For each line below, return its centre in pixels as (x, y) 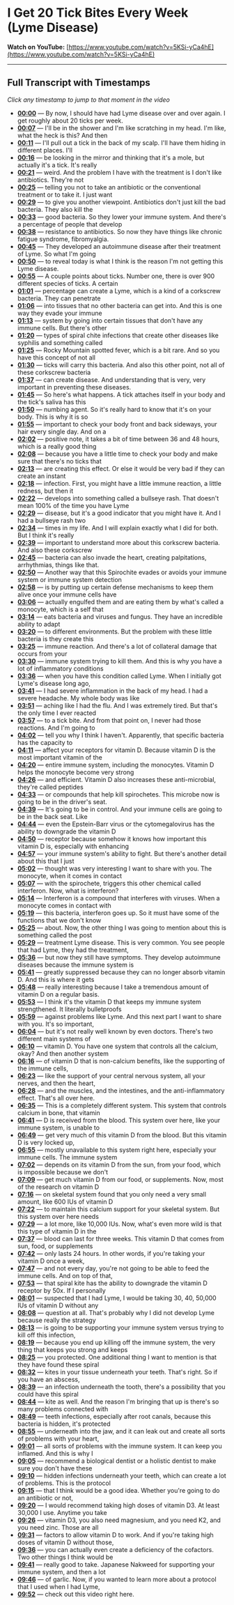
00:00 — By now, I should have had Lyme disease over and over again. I (121, 113)
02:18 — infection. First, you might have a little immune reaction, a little (119, 483)
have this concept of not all (56, 358)
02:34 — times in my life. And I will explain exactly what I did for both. (118, 528)
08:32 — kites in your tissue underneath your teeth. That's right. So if (117, 1372)
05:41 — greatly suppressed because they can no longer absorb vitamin (121, 972)
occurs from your (42, 654)
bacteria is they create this (55, 638)
